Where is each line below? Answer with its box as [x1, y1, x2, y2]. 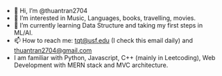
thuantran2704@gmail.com [13, 46, 92, 55]
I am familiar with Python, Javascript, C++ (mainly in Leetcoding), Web [13, 54, 216, 61]
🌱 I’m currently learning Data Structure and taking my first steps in [13, 21, 203, 29]
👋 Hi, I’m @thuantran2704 [13, 7, 88, 15]
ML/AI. [13, 28, 33, 37]
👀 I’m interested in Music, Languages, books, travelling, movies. [13, 14, 196, 22]
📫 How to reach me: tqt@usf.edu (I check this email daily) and [13, 37, 193, 44]
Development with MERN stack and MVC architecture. [13, 61, 169, 69]
